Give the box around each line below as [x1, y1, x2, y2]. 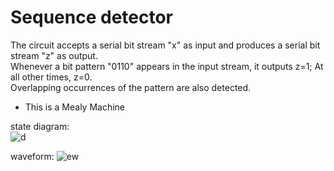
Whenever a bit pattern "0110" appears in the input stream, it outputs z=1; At [10, 60, 324, 72]
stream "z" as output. [10, 49, 98, 61]
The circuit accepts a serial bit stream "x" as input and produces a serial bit [10, 39, 321, 51]
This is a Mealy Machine [24, 101, 126, 113]
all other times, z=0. [10, 71, 93, 83]
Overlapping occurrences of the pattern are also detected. [10, 81, 252, 93]
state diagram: [10, 120, 70, 132]
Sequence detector [10, 6, 174, 29]
